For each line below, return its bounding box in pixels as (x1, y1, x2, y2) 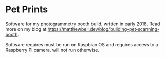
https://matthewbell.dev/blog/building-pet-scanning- (47, 26, 160, 32)
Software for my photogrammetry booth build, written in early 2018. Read (5, 21, 160, 27)
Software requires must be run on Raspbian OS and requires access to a (5, 41, 158, 47)
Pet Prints (5, 4, 48, 15)
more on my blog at (5, 26, 47, 32)
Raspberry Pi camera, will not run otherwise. (5, 47, 99, 53)
